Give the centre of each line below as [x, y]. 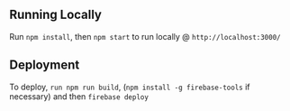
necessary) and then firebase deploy [79, 96]
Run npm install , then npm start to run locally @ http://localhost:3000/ [145, 36]
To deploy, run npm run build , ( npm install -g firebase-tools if [130, 87]
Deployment [45, 65]
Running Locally [55, 15]
